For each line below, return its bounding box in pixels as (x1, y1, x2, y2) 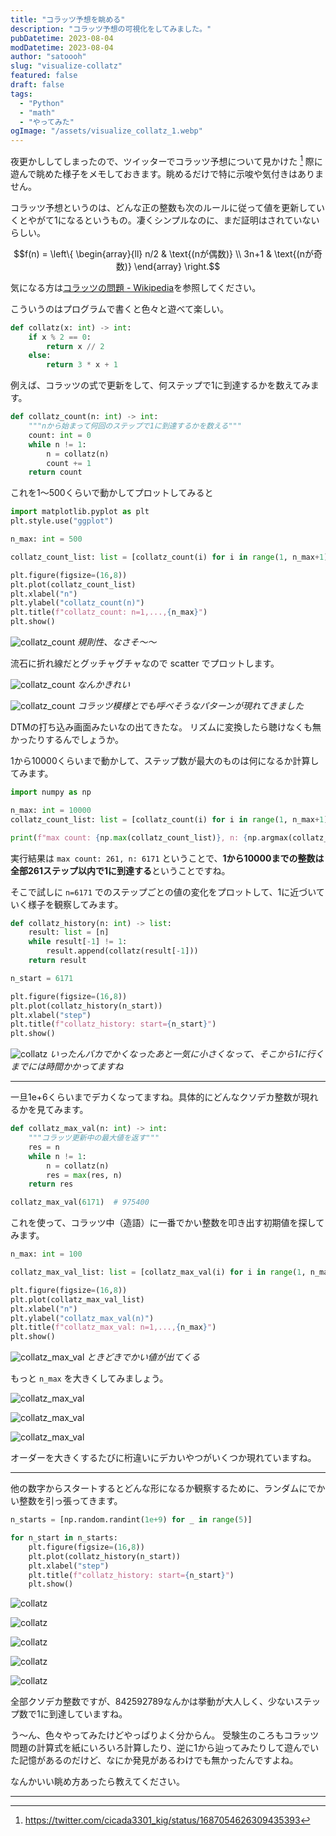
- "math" (19, 107, 56, 118)
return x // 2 (46, 341, 105, 351)
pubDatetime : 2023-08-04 (10, 33, 114, 43)
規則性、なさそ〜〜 (77, 636, 157, 648)
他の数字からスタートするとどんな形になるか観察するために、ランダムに (10, 1482, 308, 1495)
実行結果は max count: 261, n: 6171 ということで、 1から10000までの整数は (10, 852, 325, 864)
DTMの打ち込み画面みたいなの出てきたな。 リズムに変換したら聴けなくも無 (10, 721, 322, 733)
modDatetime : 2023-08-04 (10, 42, 114, 53)
